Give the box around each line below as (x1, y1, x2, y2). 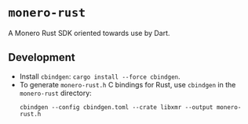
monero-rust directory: (19, 88, 92, 97)
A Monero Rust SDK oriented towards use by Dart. (8, 28, 170, 37)
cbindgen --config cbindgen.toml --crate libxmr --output (19, 103, 213, 111)
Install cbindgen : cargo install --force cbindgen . (19, 72, 181, 81)
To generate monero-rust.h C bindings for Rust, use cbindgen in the (19, 80, 236, 89)
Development (8, 51, 76, 64)
